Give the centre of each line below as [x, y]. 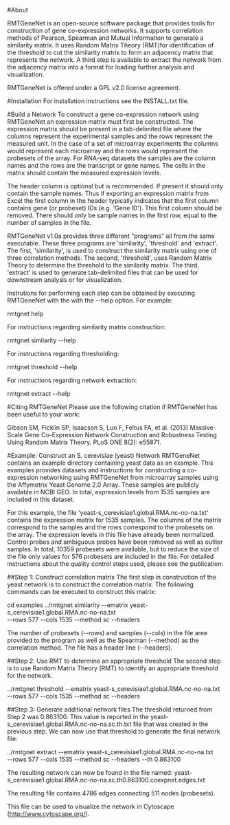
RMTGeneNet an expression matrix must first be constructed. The [100, 122]
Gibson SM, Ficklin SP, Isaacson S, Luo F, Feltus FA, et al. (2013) [98, 428]
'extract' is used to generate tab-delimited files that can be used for [103, 272]
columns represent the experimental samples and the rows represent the [110, 136]
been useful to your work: [44, 414]
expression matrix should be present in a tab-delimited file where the [105, 129]
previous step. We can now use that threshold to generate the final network [114, 731]
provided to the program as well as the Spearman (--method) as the [103, 640]
